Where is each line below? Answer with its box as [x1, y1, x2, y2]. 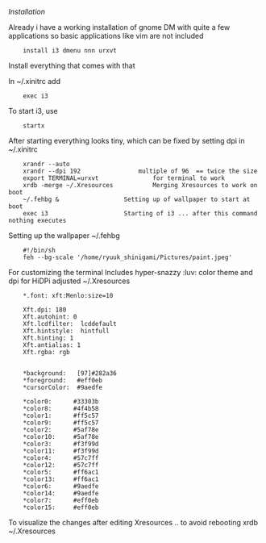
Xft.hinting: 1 [23, 334, 74, 342]
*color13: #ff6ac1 [23, 475, 99, 483]
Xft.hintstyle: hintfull [23, 327, 110, 335]
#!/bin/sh [23, 246, 56, 254]
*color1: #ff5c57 [23, 411, 99, 420]
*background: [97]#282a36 [23, 370, 117, 378]
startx [23, 122, 45, 130]
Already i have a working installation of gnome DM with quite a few [8, 23, 231, 31]
